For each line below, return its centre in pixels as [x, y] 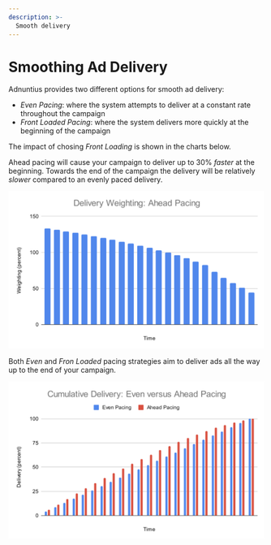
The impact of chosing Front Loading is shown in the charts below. [120, 147]
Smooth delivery [43, 26]
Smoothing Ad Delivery [88, 67]
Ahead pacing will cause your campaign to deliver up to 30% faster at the [132, 162]
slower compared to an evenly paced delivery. [86, 180]
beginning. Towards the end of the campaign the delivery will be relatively [132, 171]
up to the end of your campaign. [62, 370]
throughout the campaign [62, 114]
